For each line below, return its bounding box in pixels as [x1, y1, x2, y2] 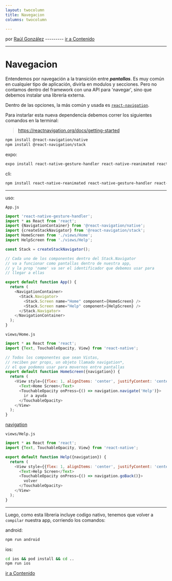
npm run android [5, 537, 40, 542]
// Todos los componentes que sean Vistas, [5, 355, 100, 360]
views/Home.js [5, 332, 36, 337]
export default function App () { [5, 279, 77, 285]
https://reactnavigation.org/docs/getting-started [17, 127, 120, 134]
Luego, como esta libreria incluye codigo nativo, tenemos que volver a [5, 512, 154, 518]
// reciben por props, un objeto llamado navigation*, [5, 360, 125, 365]
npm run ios [5, 561, 31, 566]
